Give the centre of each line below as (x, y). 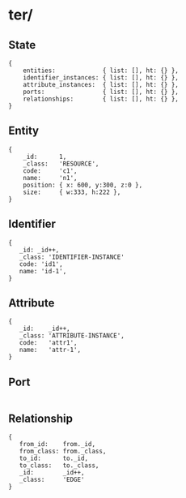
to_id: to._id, (54, 459)
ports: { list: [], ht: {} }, (101, 92)
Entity (24, 131)
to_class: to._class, (59, 466)
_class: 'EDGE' (52, 480)
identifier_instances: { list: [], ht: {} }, (101, 78)
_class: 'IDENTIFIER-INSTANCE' (72, 257)
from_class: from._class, (63, 452)
